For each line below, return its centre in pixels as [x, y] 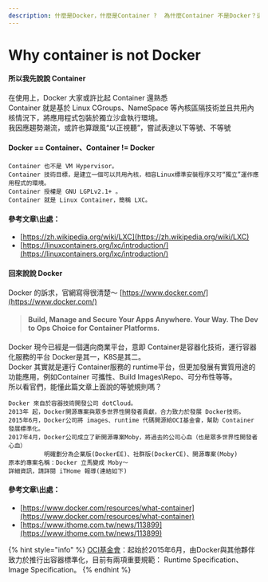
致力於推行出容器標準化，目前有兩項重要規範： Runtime [100, 560]
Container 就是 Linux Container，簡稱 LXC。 [80, 200]
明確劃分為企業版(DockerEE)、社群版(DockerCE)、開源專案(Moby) [140, 454]
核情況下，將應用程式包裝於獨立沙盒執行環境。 [85, 118]
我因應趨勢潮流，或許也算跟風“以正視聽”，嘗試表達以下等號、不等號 [120, 128]
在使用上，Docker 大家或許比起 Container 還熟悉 [88, 98]
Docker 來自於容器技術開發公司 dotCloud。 [73, 403]
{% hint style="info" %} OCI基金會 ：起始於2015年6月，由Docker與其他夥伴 [132, 550]
